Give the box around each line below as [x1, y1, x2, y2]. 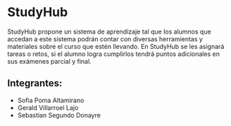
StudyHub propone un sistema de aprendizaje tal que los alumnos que [7, 27, 211, 36]
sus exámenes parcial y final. [7, 57, 92, 65]
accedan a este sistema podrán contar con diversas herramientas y [7, 34, 203, 43]
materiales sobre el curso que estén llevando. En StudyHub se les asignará [7, 42, 225, 50]
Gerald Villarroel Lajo [17, 103, 79, 112]
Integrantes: [7, 78, 63, 90]
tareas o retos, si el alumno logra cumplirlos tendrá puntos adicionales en [7, 50, 220, 58]
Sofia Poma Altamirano [17, 96, 85, 104]
